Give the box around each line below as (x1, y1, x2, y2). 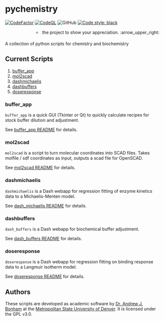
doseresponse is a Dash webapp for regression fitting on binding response (5, 259, 153, 265)
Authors (5, 288, 31, 296)
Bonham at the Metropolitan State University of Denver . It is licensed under (5, 306, 156, 312)
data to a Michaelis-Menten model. (5, 193, 76, 199)
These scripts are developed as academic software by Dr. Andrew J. (5, 301, 143, 307)
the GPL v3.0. (5, 311, 33, 317)
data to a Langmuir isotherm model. (5, 264, 77, 270)
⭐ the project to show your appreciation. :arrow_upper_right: (35, 29, 160, 35)
